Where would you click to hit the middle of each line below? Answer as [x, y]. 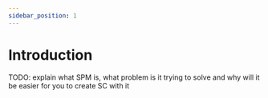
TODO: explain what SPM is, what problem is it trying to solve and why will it [134, 77]
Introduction [51, 55]
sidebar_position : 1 [43, 16]
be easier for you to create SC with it [69, 85]
